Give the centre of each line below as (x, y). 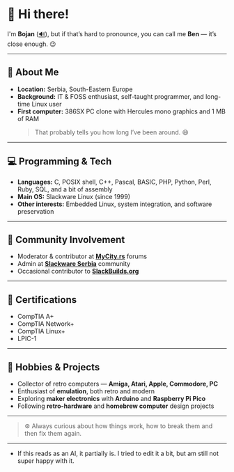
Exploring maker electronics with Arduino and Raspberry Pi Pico (111, 399)
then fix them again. (53, 433)
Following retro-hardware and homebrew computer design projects (116, 406)
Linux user (47, 104)
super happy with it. (46, 461)
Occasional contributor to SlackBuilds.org (78, 272)
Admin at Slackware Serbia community (74, 264)
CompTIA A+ (36, 317)
